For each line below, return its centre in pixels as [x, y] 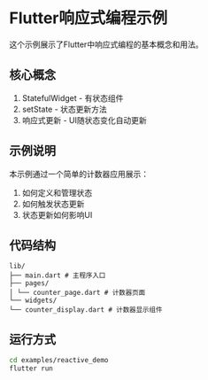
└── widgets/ [33, 301]
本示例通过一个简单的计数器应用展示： [79, 174]
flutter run [31, 368]
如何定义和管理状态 [57, 192]
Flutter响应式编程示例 [89, 18]
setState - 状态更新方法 [65, 109]
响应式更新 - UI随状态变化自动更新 [85, 120]
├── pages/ [29, 283]
